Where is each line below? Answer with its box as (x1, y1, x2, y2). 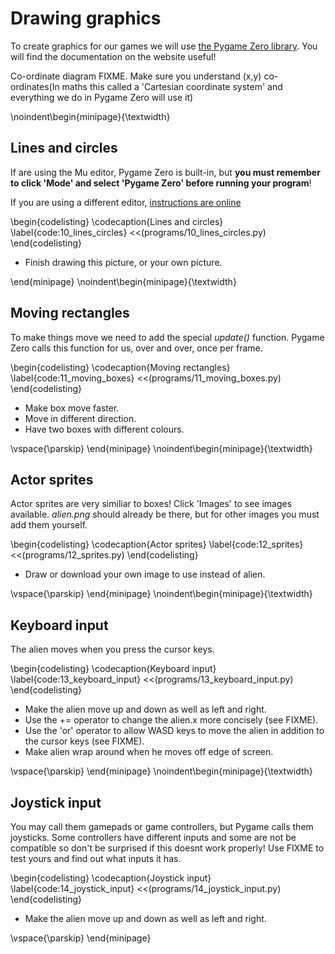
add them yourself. (10, 519, 88, 531)
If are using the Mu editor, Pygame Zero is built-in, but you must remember (10, 166, 321, 178)
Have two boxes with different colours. (24, 423, 185, 435)
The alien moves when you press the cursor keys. (10, 643, 215, 656)
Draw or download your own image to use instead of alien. (24, 568, 266, 581)
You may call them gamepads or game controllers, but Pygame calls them (10, 821, 314, 832)
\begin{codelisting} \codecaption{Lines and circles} (10, 215, 224, 227)
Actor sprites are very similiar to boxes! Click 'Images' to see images (10, 498, 293, 510)
